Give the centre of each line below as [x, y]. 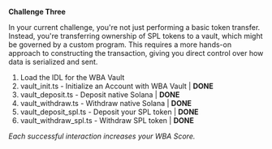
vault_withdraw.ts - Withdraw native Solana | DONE [106, 103]
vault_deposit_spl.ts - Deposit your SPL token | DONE [109, 112]
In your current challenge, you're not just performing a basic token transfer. [134, 27]
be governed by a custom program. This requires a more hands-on [120, 45]
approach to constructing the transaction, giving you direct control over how [136, 53]
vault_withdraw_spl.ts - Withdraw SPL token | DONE [107, 120]
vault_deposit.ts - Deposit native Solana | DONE [100, 95]
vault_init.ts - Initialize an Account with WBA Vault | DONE [117, 86]
